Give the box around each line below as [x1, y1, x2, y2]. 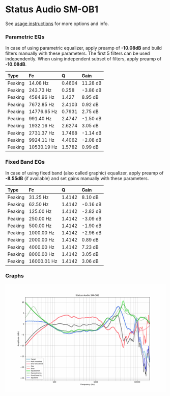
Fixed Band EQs [5, 158, 45, 165]
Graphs [5, 272, 24, 279]
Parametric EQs [5, 33, 45, 40]
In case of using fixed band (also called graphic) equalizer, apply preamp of [5, 170, 164, 176]
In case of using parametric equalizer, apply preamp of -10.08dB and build [5, 45, 162, 51]
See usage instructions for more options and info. [5, 20, 109, 27]
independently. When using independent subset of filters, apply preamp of [5, 56, 162, 62]
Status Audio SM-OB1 [5, 4, 99, 15]
